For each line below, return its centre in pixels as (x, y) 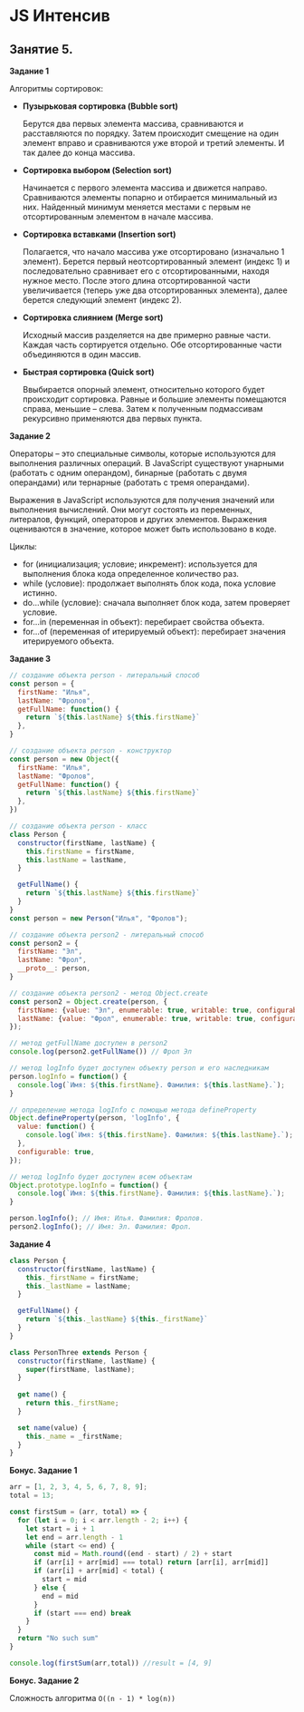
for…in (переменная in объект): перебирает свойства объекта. (143, 622)
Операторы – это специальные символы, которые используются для (142, 453)
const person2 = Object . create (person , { (89, 1002)
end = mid (60, 1596)
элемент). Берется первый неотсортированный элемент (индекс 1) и (156, 261)
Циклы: (24, 546)
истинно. (39, 593)
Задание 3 (30, 659)
